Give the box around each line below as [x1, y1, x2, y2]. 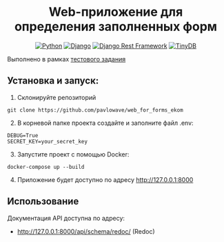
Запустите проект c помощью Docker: [17, 150, 130, 159]
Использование [7, 196, 79, 208]
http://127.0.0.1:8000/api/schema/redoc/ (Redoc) [17, 227, 155, 235]
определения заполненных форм [14, 19, 218, 34]
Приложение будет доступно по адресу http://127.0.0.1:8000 [17, 175, 194, 183]
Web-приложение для [48, 4, 183, 20]
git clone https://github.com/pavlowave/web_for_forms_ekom [7, 106, 184, 114]
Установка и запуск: [7, 75, 99, 87]
